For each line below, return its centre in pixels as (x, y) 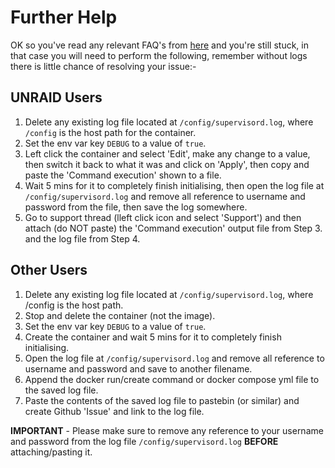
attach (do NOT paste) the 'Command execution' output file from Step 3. (173, 228)
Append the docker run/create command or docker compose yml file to (172, 379)
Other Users (49, 270)
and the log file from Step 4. (82, 238)
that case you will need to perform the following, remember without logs (159, 55)
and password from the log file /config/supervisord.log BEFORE (144, 441)
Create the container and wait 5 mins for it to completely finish (153, 337)
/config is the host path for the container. (110, 132)
